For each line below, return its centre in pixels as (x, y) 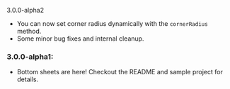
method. (29, 31)
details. (28, 79)
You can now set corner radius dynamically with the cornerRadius (112, 23)
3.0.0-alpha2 (25, 10)
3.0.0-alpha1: (30, 57)
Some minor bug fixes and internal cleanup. (80, 39)
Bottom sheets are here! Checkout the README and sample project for (120, 72)
